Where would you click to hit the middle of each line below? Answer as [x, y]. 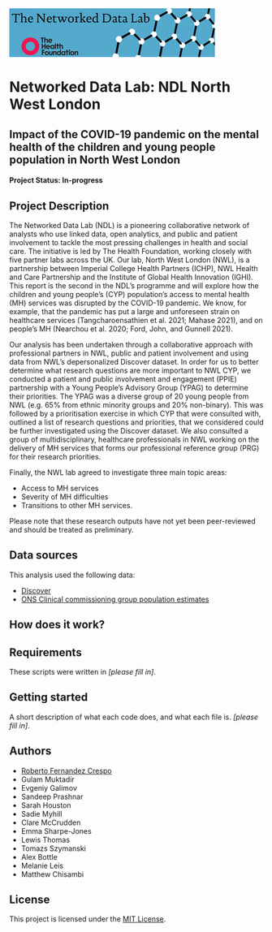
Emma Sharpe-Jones [56, 831]
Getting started [49, 697]
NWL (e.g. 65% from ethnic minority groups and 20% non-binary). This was [136, 404]
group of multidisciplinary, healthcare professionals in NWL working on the [134, 439]
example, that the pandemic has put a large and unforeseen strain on [125, 311]
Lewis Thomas [45, 839]
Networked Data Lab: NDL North [120, 87]
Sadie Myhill [41, 813]
